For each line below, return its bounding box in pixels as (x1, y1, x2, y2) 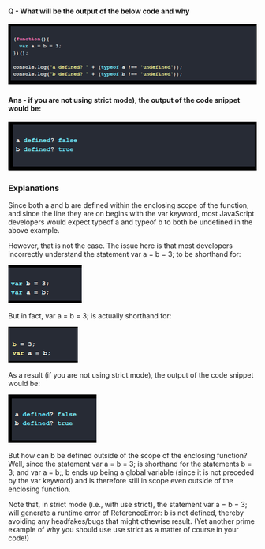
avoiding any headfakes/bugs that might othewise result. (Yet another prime (8, 517, 255, 526)
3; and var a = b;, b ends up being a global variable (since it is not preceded (8, 468, 255, 477)
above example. (8, 226, 61, 235)
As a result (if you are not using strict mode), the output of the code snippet (8, 370, 254, 380)
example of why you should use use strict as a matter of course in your (8, 525, 239, 535)
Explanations (8, 182, 60, 194)
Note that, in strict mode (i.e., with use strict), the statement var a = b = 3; (8, 500, 248, 510)
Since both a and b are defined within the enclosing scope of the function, (8, 201, 250, 210)
